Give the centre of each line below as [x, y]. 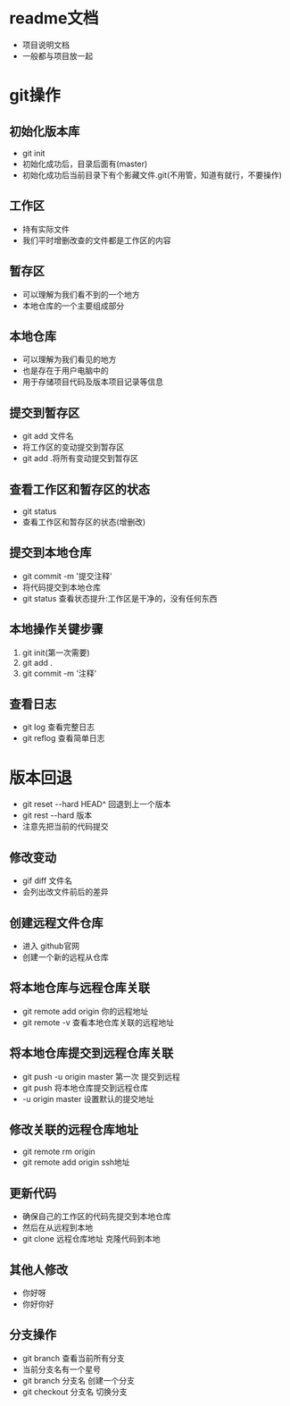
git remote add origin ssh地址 [76, 1162]
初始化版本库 [45, 131]
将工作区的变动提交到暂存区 [73, 447]
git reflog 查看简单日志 [63, 738]
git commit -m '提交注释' [67, 576]
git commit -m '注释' [59, 673]
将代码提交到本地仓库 [61, 587]
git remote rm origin [58, 1152]
